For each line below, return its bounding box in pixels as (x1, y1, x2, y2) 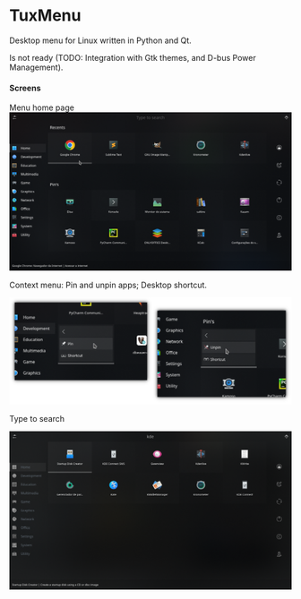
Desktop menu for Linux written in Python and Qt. (9, 35, 193, 46)
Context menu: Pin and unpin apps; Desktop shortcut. (9, 279, 208, 291)
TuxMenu (9, 5, 82, 26)
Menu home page (9, 102, 74, 113)
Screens (9, 82, 41, 93)
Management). (9, 62, 64, 73)
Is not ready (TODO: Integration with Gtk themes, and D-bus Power (9, 52, 257, 63)
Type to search (9, 413, 65, 424)
